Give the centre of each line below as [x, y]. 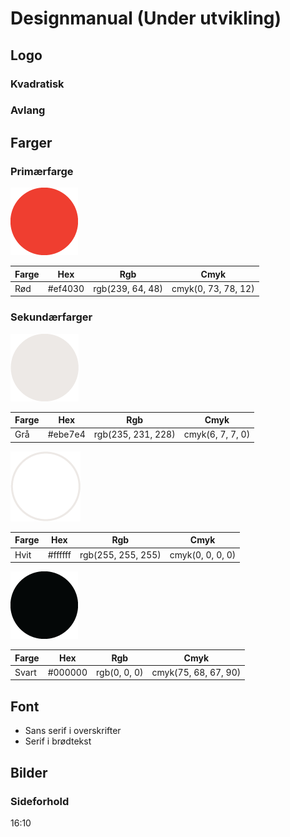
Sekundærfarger [51, 317]
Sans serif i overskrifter [73, 731]
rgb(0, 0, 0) [120, 672]
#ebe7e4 [66, 434]
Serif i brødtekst [58, 741]
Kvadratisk [37, 84]
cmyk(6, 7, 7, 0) [217, 434]
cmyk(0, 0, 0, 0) [203, 554]
